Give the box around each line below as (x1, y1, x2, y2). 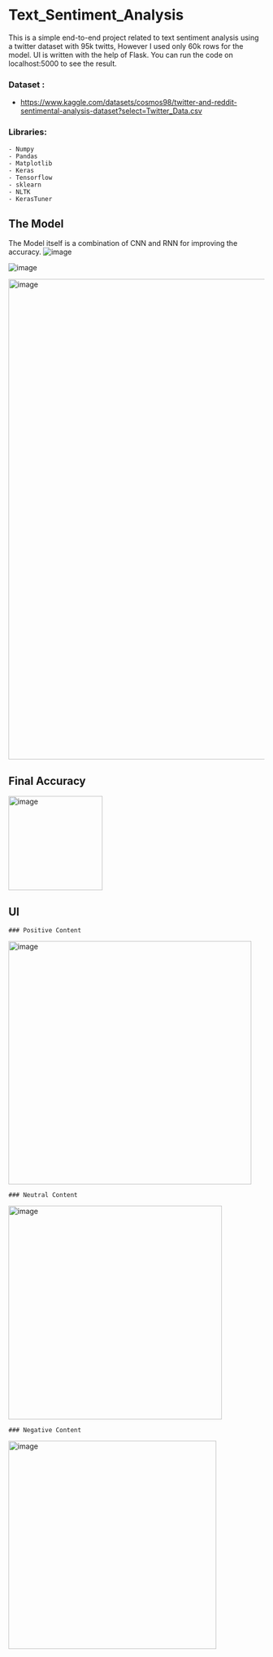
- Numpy (8, 145, 35, 153)
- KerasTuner (8, 195, 53, 203)
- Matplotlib (8, 159, 53, 168)
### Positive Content (8, 926, 82, 934)
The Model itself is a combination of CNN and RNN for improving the (8, 239, 238, 248)
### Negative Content (8, 1426, 82, 1434)
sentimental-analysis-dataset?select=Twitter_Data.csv (19, 106, 203, 116)
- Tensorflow (8, 173, 53, 182)
